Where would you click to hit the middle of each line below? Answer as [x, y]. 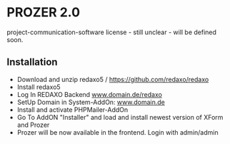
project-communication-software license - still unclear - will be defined [112, 32]
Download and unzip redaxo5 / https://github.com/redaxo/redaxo [113, 79]
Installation [32, 62]
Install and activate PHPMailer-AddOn [72, 109]
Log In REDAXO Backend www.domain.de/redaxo [89, 94]
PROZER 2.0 [43, 12]
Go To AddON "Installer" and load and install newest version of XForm [120, 117]
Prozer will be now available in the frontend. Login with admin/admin [117, 132]
